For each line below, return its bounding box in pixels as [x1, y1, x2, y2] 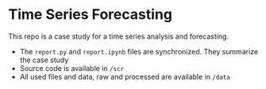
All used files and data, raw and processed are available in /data [19, 72, 230, 81]
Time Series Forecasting [8, 6, 173, 24]
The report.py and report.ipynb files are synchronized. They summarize [19, 46, 259, 56]
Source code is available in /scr [19, 63, 125, 72]
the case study [19, 55, 69, 65]
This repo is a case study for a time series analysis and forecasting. [8, 32, 229, 41]
